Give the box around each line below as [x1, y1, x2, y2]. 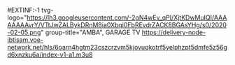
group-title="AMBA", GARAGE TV [45, 28, 141, 36]
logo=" [7, 13, 27, 22]
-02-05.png [7, 28, 41, 36]
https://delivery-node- [141, 28, 206, 36]
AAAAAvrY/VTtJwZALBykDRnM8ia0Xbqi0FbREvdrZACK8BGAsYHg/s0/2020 [7, 21, 227, 29]
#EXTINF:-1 [7, 6, 41, 14]
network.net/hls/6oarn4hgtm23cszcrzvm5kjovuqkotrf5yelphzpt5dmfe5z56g [7, 43, 228, 51]
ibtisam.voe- [7, 36, 44, 44]
